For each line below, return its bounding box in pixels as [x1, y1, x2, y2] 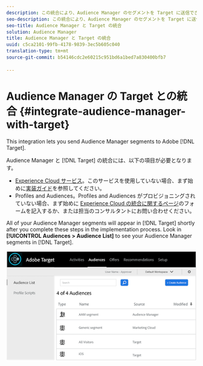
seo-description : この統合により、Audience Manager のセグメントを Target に [6, 16, 192, 22]
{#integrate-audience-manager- [19, 104, 186, 118]
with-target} [6, 118, 70, 131]
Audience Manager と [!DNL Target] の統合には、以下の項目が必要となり [6, 156, 187, 164]
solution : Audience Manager [6, 29, 77, 35]
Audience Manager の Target [6, 89, 153, 103]
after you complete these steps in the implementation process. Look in [6, 225, 182, 233]
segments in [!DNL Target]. [6, 239, 74, 246]
